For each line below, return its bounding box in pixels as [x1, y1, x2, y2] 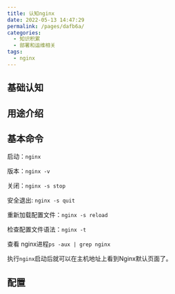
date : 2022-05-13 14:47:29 [7, 16, 85, 23]
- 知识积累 [13, 36, 41, 43]
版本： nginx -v [7, 167, 50, 175]
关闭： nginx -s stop [7, 181, 66, 190]
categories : [7, 29, 41, 36]
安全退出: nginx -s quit [7, 196, 76, 205]
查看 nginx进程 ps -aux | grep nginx [7, 240, 111, 248]
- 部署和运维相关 [13, 42, 56, 49]
